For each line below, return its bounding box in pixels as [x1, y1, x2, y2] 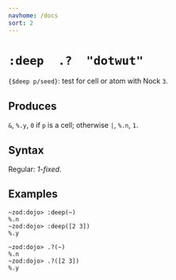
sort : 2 [8, 19, 34, 27]
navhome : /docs [8, 11, 59, 20]
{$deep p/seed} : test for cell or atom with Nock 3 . [8, 76, 168, 86]
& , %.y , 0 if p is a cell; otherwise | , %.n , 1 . [8, 121, 139, 130]
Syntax [8, 144, 44, 157]
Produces [8, 99, 57, 113]
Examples [8, 187, 58, 201]
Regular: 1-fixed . [8, 164, 62, 175]
